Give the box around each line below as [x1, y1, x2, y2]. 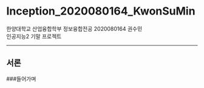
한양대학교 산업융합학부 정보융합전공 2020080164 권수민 [6, 25, 143, 32]
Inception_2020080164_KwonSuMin [6, 4, 195, 18]
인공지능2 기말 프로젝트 [6, 32, 62, 40]
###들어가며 [6, 75, 36, 83]
